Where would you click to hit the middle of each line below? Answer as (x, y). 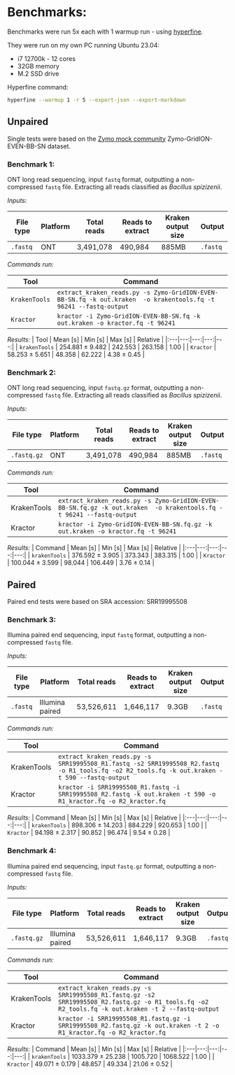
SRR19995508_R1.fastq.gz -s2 (107, 995)
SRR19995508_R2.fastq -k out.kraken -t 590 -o (137, 794)
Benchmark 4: (32, 851)
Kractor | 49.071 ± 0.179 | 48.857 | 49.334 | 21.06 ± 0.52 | (90, 1064)
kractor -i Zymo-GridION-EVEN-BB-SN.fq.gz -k (135, 525)
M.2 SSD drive (38, 73)
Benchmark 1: (31, 164)
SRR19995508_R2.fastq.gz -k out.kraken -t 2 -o (139, 1025)
